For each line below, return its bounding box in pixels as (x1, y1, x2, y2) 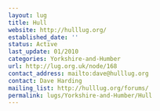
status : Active (8, 41, 58, 48)
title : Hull (8, 19, 47, 27)
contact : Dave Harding (8, 77, 82, 84)
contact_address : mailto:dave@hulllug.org (8, 70, 149, 77)
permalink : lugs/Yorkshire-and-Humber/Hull (8, 91, 153, 99)
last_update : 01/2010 (8, 48, 79, 55)
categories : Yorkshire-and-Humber (8, 55, 122, 63)
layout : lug (8, 11, 47, 20)
